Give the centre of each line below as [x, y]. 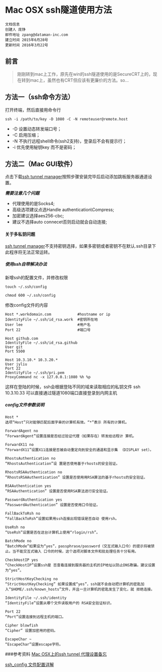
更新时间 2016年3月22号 [27, 45]
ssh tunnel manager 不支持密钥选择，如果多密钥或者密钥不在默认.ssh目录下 [81, 246]
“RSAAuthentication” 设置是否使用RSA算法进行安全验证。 [58, 491]
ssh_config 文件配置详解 [30, 664]
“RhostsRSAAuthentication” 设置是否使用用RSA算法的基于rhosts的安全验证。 [76, 477]
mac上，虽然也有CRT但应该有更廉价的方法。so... [80, 80]
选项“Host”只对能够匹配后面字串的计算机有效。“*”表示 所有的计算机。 [67, 422]
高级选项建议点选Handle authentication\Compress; [63, 210]
